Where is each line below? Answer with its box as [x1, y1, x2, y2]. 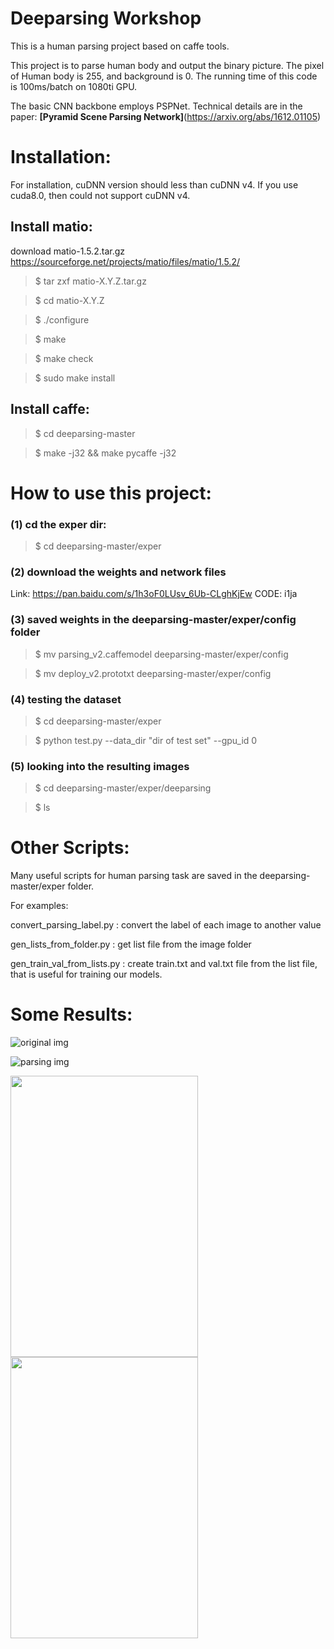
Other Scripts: [10, 837, 130, 859]
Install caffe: [10, 401, 90, 418]
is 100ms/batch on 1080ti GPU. [10, 80, 138, 92]
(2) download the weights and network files [10, 565, 227, 579]
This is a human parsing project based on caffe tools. [10, 40, 230, 52]
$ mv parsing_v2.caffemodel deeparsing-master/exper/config [34, 648, 289, 660]
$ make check [34, 352, 94, 364]
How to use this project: [10, 482, 212, 504]
